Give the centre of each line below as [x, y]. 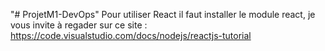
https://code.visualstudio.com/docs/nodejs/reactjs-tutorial [131, 35]
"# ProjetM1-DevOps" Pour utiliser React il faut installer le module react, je [163, 14]
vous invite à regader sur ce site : [79, 25]
